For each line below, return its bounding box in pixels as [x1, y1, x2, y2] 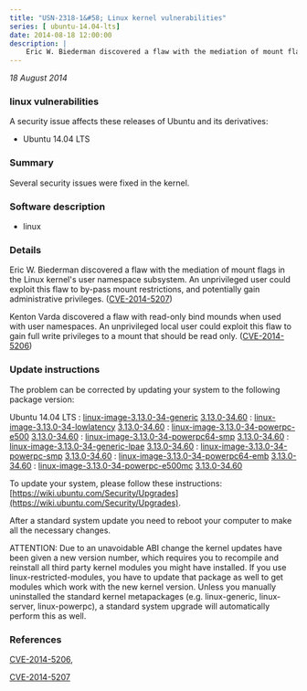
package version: [9, 394, 75, 405]
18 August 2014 [9, 72, 69, 83]
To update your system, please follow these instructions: [9, 477, 222, 489]
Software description [9, 200, 106, 213]
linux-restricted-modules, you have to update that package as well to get [9, 571, 283, 582]
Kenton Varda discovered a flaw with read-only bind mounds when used [9, 312, 281, 323]
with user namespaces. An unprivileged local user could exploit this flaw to [9, 321, 292, 332]
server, [9, 601, 37, 611]
